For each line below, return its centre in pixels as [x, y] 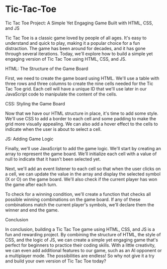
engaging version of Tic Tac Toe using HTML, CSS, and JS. [66, 59]
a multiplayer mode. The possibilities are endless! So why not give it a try [80, 256]
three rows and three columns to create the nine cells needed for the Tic [79, 84]
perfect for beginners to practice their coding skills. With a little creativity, [80, 245]
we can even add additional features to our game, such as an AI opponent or [83, 250]
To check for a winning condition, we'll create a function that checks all [78, 194]
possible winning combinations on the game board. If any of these [73, 199]
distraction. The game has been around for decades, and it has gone [75, 48]
